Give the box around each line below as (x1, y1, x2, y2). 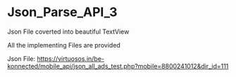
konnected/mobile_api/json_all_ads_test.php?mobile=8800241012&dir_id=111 (7, 62, 229, 70)
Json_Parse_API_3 (7, 4, 118, 20)
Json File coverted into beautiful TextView (7, 27, 130, 36)
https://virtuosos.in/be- (37, 54, 104, 63)
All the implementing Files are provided (7, 41, 121, 49)
